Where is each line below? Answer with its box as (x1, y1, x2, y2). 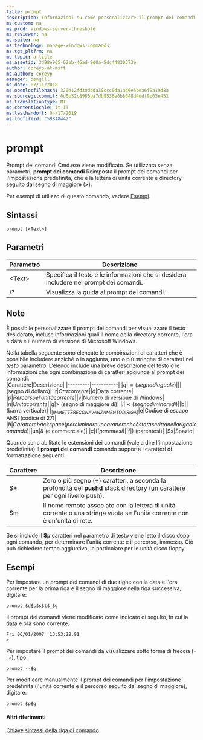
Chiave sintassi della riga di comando (6, 727, 100, 734)
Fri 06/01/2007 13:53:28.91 (6, 632, 80, 638)
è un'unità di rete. (43, 516, 92, 525)
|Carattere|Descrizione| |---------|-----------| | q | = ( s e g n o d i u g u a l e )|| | (6, 381, 182, 388)
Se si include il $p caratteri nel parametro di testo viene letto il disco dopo (6, 532, 190, 539)
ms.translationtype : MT (6, 98, 66, 105)
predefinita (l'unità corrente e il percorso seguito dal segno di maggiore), (6, 683, 187, 690)
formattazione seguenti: (6, 452, 66, 459)
